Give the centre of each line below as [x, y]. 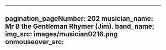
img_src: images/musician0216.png [62, 34]
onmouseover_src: [35, 42]
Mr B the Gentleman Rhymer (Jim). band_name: [80, 26]
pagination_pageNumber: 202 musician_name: [79, 19]
